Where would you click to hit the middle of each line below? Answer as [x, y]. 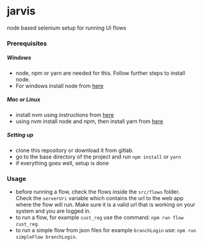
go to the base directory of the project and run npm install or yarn [98, 156]
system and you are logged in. [53, 211]
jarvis [21, 11]
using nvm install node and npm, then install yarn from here [89, 121]
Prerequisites [27, 43]
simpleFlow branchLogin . [46, 237]
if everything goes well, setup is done [62, 163]
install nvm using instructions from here [65, 115]
